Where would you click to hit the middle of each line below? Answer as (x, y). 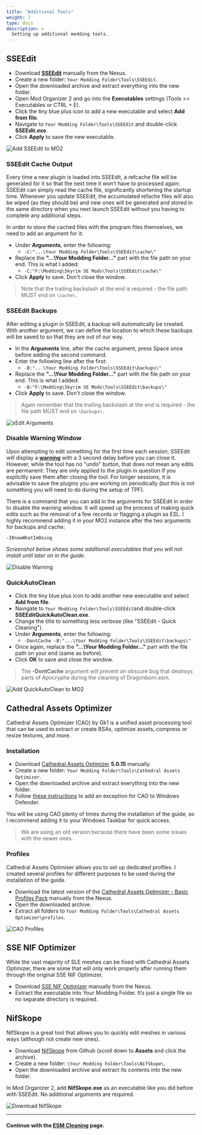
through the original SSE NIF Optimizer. (55, 975)
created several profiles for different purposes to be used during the (91, 873)
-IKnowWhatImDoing (29, 538)
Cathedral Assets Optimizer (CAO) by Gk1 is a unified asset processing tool (99, 723)
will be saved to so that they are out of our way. (65, 337)
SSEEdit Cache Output (40, 164)
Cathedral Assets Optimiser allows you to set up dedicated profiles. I (91, 867)
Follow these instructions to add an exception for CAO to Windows (97, 796)
